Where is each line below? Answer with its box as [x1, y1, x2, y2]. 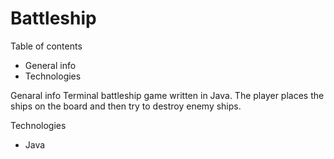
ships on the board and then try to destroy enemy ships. [10, 100, 242, 112]
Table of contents [10, 40, 83, 52]
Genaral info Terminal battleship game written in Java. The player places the [10, 89, 325, 101]
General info [24, 59, 77, 71]
